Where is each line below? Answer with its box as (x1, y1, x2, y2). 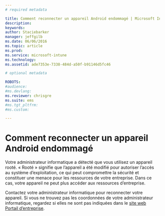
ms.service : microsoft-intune (5, 53, 67, 58)
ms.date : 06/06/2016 (5, 39, 48, 44)
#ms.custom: (5, 107, 29, 112)
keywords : (5, 25, 26, 30)
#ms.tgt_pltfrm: (5, 102, 38, 107)
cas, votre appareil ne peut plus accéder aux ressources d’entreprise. (5, 180, 146, 186)
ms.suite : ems (5, 98, 34, 103)
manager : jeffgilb (5, 34, 43, 39)
